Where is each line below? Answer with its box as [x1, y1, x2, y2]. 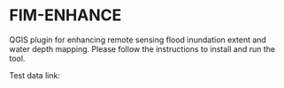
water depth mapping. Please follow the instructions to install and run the [9, 43, 276, 54]
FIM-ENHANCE [9, 5, 122, 26]
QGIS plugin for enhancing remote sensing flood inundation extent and [9, 34, 267, 45]
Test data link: [9, 70, 60, 80]
